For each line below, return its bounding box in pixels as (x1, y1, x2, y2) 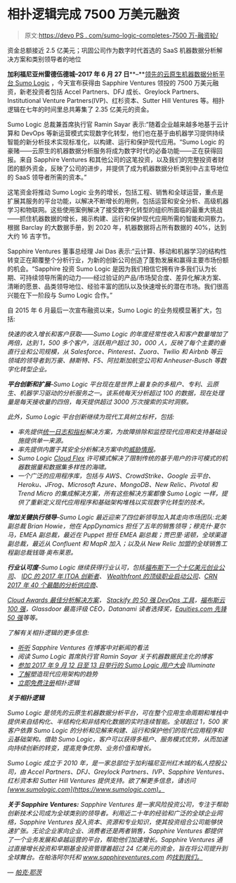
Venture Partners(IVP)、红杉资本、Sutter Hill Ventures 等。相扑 (42, 96, 225, 104)
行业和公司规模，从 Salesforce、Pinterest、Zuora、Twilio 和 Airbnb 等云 (13, 347, 223, 356)
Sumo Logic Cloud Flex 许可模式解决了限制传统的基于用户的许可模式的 (17, 454, 222, 462)
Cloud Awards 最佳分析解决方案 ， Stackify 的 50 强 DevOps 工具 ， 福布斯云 (7, 595, 225, 604)
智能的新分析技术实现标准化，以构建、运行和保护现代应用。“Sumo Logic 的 (7, 137, 225, 146)
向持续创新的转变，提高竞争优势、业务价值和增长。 (7, 743, 155, 752)
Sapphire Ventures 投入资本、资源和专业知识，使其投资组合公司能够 (19, 817, 217, 826)
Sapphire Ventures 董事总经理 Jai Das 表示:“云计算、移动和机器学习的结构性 (7, 247, 227, 255)
